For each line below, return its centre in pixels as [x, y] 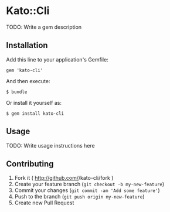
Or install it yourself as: [34, 102]
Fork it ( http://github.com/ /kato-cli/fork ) [64, 178]
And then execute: [28, 81]
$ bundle [17, 92]
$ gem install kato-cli [35, 113]
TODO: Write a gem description [44, 27]
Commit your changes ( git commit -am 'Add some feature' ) [87, 190]
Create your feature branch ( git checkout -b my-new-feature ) [89, 184]
